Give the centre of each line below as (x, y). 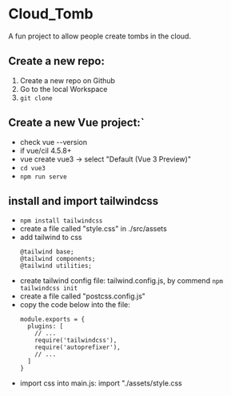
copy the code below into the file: (75, 305)
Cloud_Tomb (51, 14)
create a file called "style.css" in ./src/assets (94, 229)
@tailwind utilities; (56, 266)
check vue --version (54, 142)
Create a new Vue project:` (77, 123)
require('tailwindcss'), (76, 341)
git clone (36, 98)
